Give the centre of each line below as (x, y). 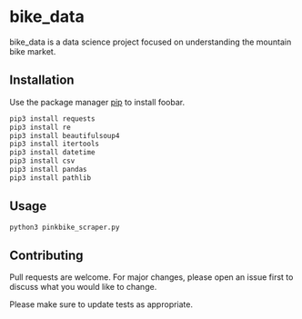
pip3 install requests (52, 119)
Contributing (46, 255)
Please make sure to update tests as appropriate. (101, 304)
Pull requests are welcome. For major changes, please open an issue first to (151, 277)
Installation (42, 80)
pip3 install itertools (55, 144)
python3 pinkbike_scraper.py (65, 227)
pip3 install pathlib (50, 178)
